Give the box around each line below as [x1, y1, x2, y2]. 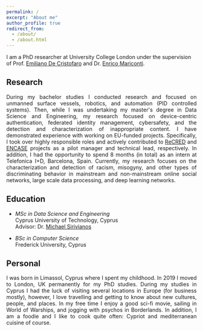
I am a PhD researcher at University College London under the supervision [6, 54, 192, 60]
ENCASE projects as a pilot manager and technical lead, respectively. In [6, 144, 197, 151]
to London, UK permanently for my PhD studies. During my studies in [6, 281, 197, 288]
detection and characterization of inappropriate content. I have [6, 125, 197, 133]
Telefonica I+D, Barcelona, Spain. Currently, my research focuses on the [6, 157, 197, 165]
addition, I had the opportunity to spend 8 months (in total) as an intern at [6, 151, 197, 158]
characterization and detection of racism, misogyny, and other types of [6, 163, 197, 171]
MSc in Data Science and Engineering [14, 210, 110, 217]
